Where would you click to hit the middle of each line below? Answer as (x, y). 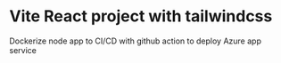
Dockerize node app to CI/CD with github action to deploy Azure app (135, 41)
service (23, 50)
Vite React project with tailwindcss (141, 16)
